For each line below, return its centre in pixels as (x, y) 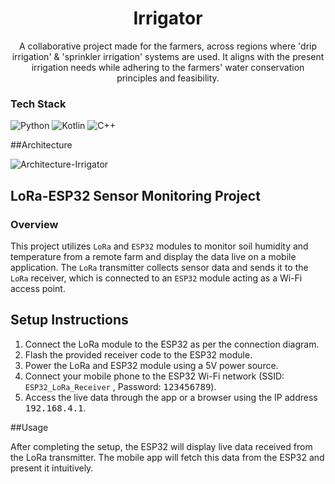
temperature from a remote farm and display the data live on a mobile (153, 256)
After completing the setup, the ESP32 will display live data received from (161, 446)
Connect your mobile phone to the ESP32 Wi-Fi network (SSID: (154, 376)
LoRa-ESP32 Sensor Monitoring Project (135, 195)
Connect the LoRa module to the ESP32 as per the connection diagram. (172, 344)
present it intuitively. (52, 468)
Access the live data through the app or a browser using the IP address (171, 397)
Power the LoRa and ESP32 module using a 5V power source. (151, 365)
